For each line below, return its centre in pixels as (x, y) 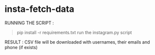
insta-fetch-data (39, 9)
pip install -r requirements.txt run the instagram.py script (74, 32)
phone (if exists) (21, 47)
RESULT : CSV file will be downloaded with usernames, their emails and (77, 42)
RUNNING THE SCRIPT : (29, 23)
